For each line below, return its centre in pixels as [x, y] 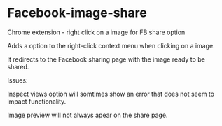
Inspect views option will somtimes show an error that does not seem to [111, 94]
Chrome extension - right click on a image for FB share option [96, 32]
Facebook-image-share [77, 13]
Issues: [18, 80]
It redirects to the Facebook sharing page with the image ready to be [106, 59]
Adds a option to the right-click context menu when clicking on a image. [111, 45]
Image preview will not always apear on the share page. [88, 115]
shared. [18, 66]
